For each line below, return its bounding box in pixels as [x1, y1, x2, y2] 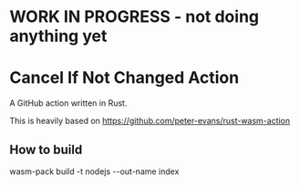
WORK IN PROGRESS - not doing [9, 6, 260, 27]
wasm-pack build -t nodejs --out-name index [9, 166, 180, 177]
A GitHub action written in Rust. [9, 98, 128, 108]
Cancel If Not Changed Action [9, 67, 240, 88]
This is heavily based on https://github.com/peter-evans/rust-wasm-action [9, 116, 291, 127]
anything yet [9, 26, 108, 46]
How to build [9, 141, 83, 157]
